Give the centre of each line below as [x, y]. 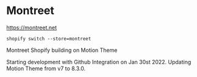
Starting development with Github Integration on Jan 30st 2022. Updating [99, 62]
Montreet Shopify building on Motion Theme [62, 50]
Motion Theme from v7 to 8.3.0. [46, 68]
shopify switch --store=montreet [49, 38]
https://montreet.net [32, 28]
